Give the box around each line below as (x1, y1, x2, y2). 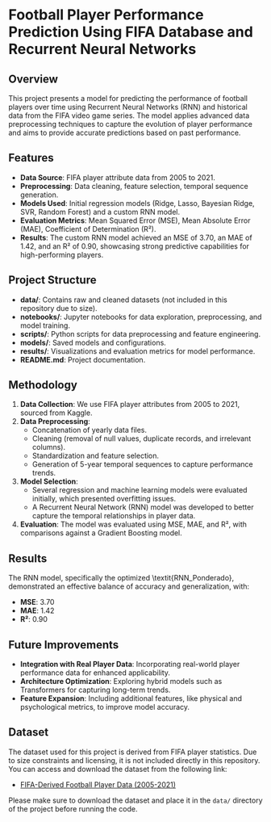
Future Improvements (8, 638, 119, 652)
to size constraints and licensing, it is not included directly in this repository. (8, 755, 261, 765)
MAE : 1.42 (19, 606, 55, 615)
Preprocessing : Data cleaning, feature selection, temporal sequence (19, 181, 248, 191)
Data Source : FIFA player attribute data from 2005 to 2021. (19, 172, 216, 182)
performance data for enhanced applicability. (19, 668, 171, 677)
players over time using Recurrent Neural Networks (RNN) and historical (8, 103, 248, 111)
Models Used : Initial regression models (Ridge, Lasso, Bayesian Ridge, (19, 198, 256, 208)
